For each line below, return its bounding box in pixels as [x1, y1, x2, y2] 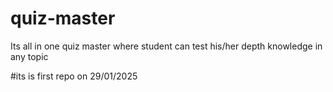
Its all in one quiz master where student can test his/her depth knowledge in [10, 40, 323, 52]
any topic [10, 50, 49, 62]
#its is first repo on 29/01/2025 [10, 70, 138, 82]
